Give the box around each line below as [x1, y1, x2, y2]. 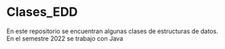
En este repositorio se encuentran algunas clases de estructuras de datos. [6, 27, 219, 35]
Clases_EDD [6, 4, 78, 20]
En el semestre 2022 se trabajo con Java [6, 34, 123, 42]
